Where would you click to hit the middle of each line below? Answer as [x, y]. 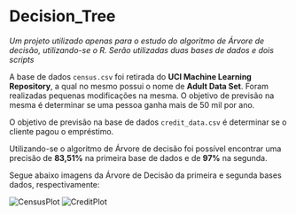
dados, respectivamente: [55, 184]
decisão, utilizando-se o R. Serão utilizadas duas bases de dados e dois [142, 50]
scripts [22, 59]
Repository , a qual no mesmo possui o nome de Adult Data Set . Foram [139, 86]
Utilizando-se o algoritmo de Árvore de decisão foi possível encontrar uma [145, 149]
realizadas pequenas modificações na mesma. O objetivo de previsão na [142, 96]
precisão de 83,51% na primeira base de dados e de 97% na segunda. [138, 157]
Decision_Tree [62, 16]
